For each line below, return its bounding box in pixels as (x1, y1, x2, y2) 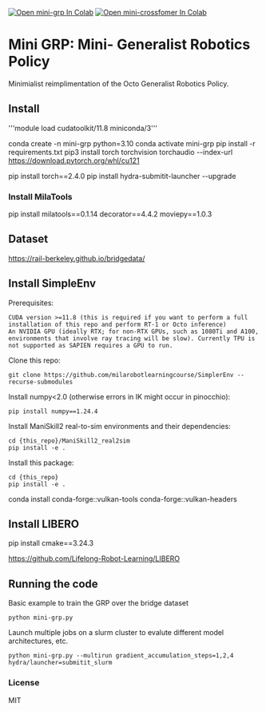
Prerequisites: (8, 298, 54, 308)
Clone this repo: (8, 355, 62, 365)
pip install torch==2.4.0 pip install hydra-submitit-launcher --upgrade (8, 171, 236, 181)
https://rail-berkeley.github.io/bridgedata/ (8, 253, 145, 263)
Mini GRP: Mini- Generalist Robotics (8, 36, 251, 54)
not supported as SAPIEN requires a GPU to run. (8, 341, 173, 349)
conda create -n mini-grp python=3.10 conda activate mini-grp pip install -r (8, 138, 256, 148)
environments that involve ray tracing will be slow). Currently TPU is (8, 334, 256, 343)
